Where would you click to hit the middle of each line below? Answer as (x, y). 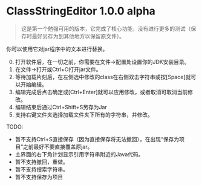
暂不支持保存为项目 (39, 177)
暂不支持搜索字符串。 (41, 169)
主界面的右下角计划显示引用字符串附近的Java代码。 (79, 154)
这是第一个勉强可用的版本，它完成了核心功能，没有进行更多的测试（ (106, 28)
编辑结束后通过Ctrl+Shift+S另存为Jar (61, 107)
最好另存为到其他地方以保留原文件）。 (78, 36)
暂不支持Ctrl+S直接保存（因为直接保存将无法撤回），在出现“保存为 (97, 139)
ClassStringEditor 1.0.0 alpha (81, 11)
